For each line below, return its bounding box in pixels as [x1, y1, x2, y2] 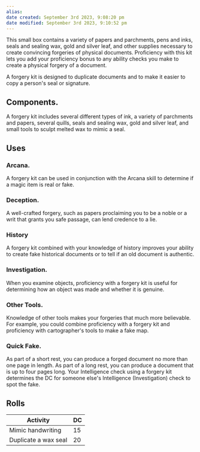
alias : [6, 8, 23, 15]
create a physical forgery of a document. [6, 62, 107, 69]
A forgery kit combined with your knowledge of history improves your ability [6, 244, 194, 251]
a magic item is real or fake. [6, 181, 75, 188]
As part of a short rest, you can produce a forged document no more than [6, 356, 188, 363]
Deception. [6, 196, 40, 204]
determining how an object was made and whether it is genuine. [6, 286, 165, 293]
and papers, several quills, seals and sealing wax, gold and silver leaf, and [6, 119, 189, 126]
